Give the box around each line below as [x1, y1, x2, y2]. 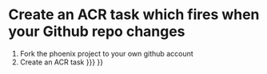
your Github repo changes [8, 22, 185, 41]
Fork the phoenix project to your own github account [19, 49, 193, 58]
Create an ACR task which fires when [8, 6, 260, 24]
